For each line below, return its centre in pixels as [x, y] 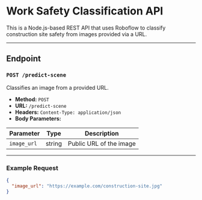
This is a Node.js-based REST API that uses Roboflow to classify [86, 28]
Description [102, 133]
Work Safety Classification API [85, 11]
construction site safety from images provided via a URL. [77, 34]
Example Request [32, 168]
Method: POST [32, 99]
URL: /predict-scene [41, 105]
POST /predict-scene [36, 75]
